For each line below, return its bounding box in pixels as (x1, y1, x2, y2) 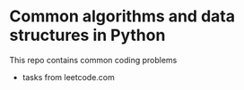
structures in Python (9, 25, 166, 45)
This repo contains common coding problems (9, 54, 178, 65)
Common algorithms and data (9, 6, 236, 27)
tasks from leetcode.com (22, 71, 115, 82)
